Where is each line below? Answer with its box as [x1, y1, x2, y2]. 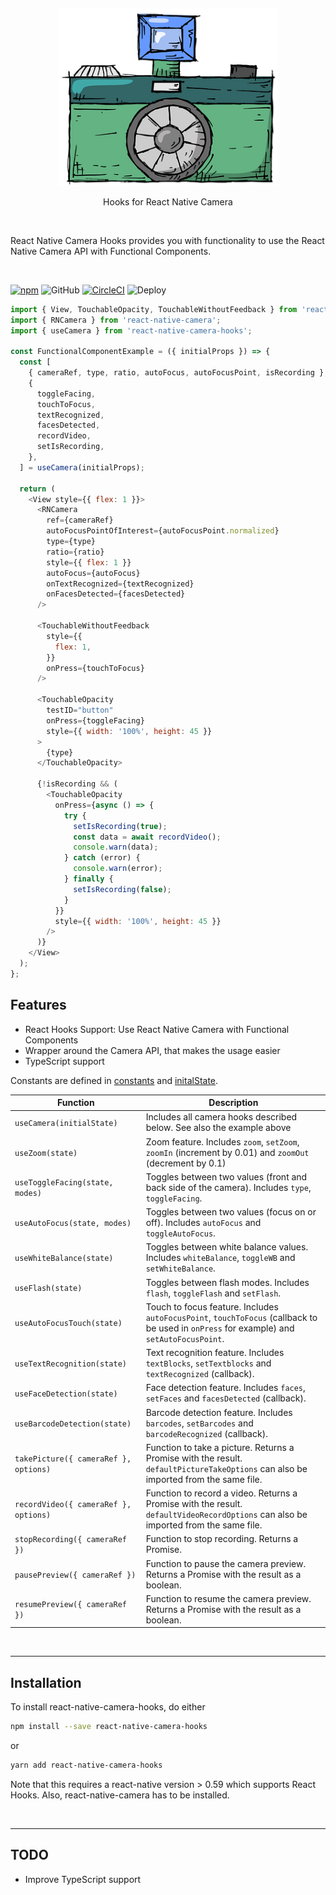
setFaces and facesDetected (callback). [145, 1392, 307, 1404]
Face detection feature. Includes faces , [145, 1382, 306, 1394]
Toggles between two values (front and [145, 1170, 308, 1183]
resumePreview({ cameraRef [14, 1600, 127, 1610]
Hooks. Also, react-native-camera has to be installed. [10, 1789, 230, 1801]
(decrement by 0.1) [145, 1157, 227, 1169]
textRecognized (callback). [145, 1368, 255, 1380]
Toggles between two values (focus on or [145, 1206, 317, 1218]
